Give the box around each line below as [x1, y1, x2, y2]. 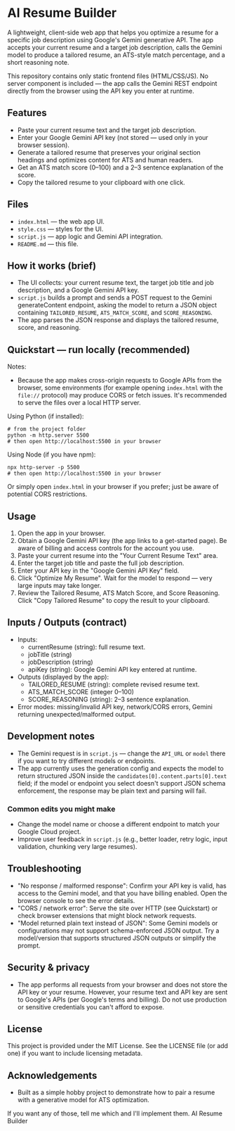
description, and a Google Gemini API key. [17, 286, 140, 295]
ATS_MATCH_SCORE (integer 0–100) [27, 687, 135, 696]
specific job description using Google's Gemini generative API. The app [7, 35, 214, 44]
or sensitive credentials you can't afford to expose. [17, 1002, 165, 1011]
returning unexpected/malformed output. [17, 710, 136, 718]
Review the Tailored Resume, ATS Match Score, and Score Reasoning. [17, 589, 220, 597]
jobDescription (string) [27, 658, 93, 666]
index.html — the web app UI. [17, 217, 105, 226]
